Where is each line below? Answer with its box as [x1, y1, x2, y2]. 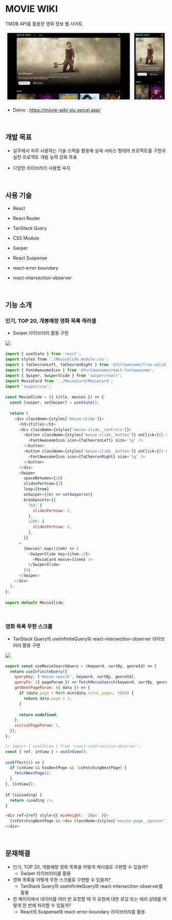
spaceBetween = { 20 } [24, 476, 63, 481]
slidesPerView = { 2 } [24, 481, 63, 486]
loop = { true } [24, 486, 50, 492]
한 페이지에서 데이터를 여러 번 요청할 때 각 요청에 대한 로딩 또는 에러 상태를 [12, 895, 162, 902]
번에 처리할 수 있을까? [28, 902, 72, 908]
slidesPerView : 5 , [32, 524, 72, 529]
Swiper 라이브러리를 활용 [20, 870, 71, 876]
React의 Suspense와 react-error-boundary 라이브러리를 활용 [20, 908, 145, 915]
